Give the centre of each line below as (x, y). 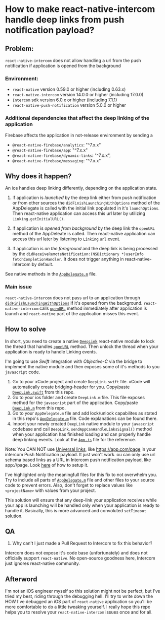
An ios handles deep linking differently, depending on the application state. (81, 188)
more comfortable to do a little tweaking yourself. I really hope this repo (78, 607)
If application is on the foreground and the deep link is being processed (85, 249)
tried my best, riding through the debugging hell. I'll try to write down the (79, 596)
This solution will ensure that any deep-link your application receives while (81, 500)
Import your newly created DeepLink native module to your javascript (83, 423)
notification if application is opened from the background (63, 66)
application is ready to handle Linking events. (51, 351)
